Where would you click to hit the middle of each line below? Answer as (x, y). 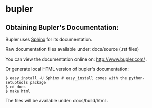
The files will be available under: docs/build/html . (57, 101)
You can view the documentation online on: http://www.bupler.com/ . (77, 59)
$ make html (18, 91)
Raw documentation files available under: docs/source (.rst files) (72, 49)
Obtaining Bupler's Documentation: (62, 28)
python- (137, 78)
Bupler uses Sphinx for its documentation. (49, 39)
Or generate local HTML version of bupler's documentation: (67, 69)
